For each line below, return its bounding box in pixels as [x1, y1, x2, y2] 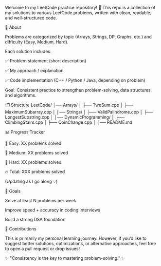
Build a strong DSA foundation [5, 217, 66, 222]
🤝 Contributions [5, 226, 36, 231]
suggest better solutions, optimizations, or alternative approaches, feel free [5, 241, 156, 246]
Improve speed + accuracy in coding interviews [5, 207, 101, 213]
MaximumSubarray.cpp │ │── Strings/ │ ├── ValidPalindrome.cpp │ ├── [5, 109, 153, 114]
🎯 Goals [5, 188, 21, 194]
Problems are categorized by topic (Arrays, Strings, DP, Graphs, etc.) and [5, 34, 152, 39]
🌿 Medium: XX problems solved [5, 150, 68, 155]
